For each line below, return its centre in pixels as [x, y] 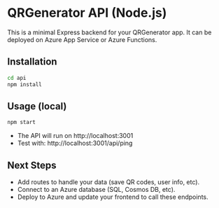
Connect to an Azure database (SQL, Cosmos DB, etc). [96, 189]
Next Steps [32, 165]
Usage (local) [37, 106]
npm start [22, 123]
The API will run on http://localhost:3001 [75, 136]
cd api [17, 78]
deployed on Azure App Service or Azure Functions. [82, 39]
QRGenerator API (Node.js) [87, 13]
